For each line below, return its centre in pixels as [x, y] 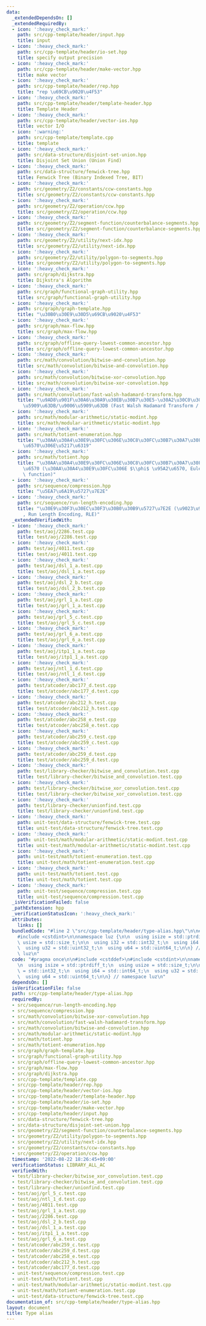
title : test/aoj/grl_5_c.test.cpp [61, 623]
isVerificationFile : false [46, 988]
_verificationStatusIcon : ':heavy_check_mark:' [74, 914]
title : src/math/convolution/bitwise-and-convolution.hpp [93, 366]
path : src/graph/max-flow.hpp [56, 326]
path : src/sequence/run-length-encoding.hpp [75, 503]
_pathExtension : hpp [38, 908]
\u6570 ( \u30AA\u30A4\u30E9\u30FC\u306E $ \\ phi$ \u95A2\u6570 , [105, 468]
